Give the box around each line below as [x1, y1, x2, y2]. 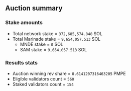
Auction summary [5, 4, 63, 13]
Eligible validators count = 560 [12, 75, 74, 82]
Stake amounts [5, 19, 43, 26]
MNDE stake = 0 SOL [20, 41, 64, 47]
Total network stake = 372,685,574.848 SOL [12, 30, 103, 37]
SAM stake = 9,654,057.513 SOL [20, 46, 87, 52]
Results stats [5, 59, 38, 66]
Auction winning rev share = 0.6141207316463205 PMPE [12, 70, 126, 76]
